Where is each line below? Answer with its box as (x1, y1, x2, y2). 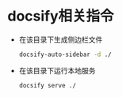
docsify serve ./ (18, 81, 77, 89)
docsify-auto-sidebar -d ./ (18, 50, 112, 58)
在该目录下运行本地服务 (18, 65, 96, 75)
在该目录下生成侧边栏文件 (18, 35, 103, 44)
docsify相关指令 (7, 7, 114, 25)
